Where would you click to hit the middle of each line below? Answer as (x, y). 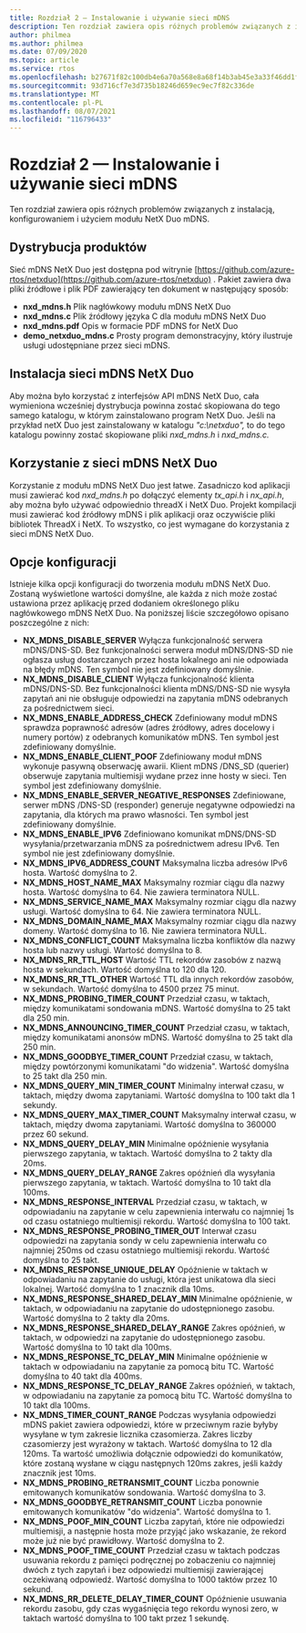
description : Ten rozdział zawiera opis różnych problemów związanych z (150, 26)
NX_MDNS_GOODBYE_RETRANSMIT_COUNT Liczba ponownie (142, 1502)
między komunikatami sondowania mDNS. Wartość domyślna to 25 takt (157, 1009)
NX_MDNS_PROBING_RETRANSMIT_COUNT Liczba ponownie (141, 1483)
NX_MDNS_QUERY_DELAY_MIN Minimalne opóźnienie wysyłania (146, 1144)
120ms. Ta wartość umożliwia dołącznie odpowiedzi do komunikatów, (153, 1453)
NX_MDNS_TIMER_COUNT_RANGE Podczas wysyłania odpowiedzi (149, 1415)
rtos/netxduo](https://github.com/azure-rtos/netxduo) (111, 279)
